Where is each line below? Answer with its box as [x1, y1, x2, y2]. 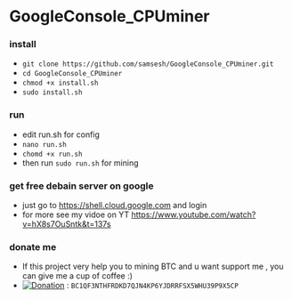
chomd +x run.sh [21, 149, 83, 158]
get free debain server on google [9, 180, 154, 192]
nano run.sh [21, 140, 67, 149]
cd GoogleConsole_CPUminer [21, 69, 123, 78]
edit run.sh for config [21, 129, 101, 140]
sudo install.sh [21, 88, 83, 97]
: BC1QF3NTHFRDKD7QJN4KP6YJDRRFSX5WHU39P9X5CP [66, 280, 239, 291]
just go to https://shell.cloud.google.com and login [21, 200, 207, 211]
